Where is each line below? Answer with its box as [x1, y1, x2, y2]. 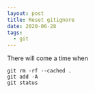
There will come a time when [7, 54, 89, 62]
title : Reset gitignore [7, 16, 75, 23]
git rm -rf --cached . [7, 68, 72, 75]
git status [7, 79, 38, 86]
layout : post [7, 10, 44, 17]
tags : [7, 29, 23, 36]
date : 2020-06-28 [7, 23, 57, 29]
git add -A [7, 73, 38, 81]
